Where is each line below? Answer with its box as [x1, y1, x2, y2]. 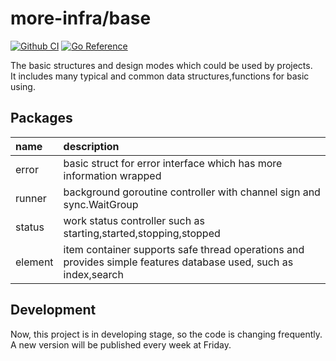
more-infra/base [10, 7, 152, 30]
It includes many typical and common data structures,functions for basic [10, 70, 310, 82]
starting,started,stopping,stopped [63, 226, 221, 240]
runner [15, 191, 47, 205]
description [63, 139, 120, 153]
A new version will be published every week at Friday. [10, 338, 232, 351]
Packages [10, 110, 73, 127]
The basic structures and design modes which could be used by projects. [10, 59, 313, 71]
